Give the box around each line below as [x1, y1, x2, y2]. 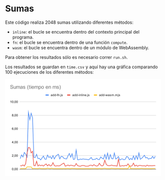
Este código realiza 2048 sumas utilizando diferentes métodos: [5, 19, 134, 25]
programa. [12, 34, 34, 40]
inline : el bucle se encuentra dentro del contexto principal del [12, 29, 140, 35]
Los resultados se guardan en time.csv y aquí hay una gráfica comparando [5, 64, 158, 70]
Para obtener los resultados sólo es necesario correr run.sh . [5, 54, 128, 60]
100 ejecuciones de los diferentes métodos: [5, 69, 94, 75]
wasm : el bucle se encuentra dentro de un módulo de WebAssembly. [12, 45, 150, 50]
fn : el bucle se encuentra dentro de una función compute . [12, 39, 128, 45]
